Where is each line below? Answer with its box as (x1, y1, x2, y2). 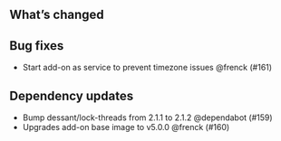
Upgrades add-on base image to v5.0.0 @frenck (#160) (22, 122, 230, 133)
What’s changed (9, 7, 104, 23)
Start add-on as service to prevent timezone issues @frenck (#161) (22, 62, 273, 73)
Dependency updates (9, 88, 134, 103)
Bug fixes (9, 38, 64, 53)
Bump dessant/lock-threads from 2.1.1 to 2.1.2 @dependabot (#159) (22, 112, 274, 123)
